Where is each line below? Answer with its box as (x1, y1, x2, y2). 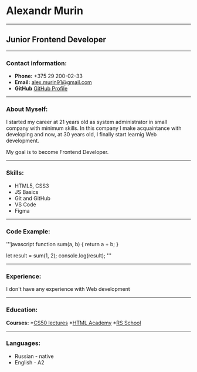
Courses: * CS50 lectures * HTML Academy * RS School (6, 319, 141, 326)
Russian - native (14, 353, 54, 360)
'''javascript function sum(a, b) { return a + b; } (6, 240, 119, 247)
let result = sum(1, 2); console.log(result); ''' (6, 252, 112, 259)
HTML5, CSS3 (14, 182, 49, 189)
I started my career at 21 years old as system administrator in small (6, 119, 168, 126)
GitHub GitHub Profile (14, 85, 68, 92)
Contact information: (6, 59, 67, 67)
